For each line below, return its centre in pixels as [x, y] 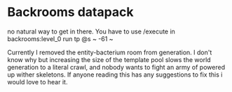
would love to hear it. [37, 82]
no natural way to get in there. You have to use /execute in [91, 31]
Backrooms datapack [70, 12]
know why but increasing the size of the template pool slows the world [109, 59]
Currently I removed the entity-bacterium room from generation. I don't [110, 52]
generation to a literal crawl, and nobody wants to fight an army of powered [116, 67]
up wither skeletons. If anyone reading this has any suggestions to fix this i [115, 75]
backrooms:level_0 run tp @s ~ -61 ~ [60, 38]
